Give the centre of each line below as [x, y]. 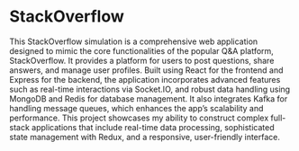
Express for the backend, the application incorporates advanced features [145, 79]
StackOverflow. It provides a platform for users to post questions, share [142, 60]
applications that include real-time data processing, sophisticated [153, 127]
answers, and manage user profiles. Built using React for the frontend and [146, 70]
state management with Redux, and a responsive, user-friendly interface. [145, 137]
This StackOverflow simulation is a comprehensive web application [134, 41]
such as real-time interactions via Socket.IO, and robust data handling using [150, 89]
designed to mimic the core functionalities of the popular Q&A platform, [142, 50]
